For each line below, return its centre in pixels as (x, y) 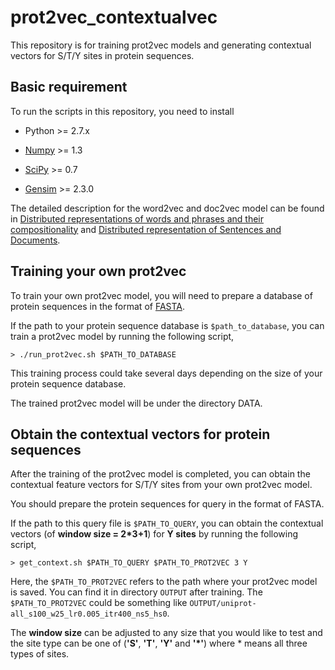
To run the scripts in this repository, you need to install (122, 111)
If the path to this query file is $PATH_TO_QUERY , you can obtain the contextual (167, 523)
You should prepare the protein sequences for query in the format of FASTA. (167, 504)
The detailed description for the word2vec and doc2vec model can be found (167, 208)
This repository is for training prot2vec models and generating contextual (161, 45)
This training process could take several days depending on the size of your (166, 373)
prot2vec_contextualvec (114, 17)
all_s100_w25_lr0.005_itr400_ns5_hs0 (89, 614)
